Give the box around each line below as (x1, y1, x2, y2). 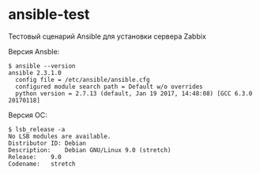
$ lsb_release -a (8, 125, 66, 133)
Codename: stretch (8, 160, 77, 168)
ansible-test (8, 6, 90, 24)
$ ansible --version (8, 61, 77, 70)
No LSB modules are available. (8, 132, 111, 140)
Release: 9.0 (8, 153, 62, 161)
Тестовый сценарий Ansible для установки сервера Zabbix (8, 31, 207, 41)
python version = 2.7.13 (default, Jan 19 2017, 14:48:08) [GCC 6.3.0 (15, 89, 253, 98)
